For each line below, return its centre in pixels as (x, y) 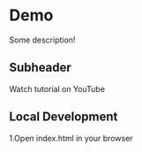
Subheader (41, 68)
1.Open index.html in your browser (71, 138)
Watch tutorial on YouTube (57, 88)
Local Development (64, 117)
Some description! (42, 40)
